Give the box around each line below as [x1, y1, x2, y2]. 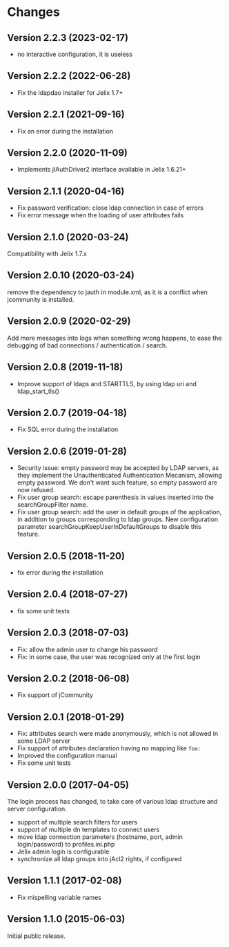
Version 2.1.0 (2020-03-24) [7, 231, 129, 243]
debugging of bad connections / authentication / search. [7, 341, 168, 350]
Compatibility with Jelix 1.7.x [7, 250, 88, 258]
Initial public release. [7, 932, 66, 940]
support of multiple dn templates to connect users [17, 825, 160, 833]
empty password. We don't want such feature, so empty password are [17, 478, 218, 487]
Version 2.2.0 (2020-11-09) [7, 147, 128, 159]
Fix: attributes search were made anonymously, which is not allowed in [17, 730, 219, 738]
